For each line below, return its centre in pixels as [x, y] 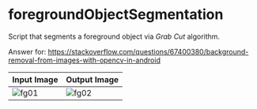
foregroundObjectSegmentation [116, 15]
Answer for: [27, 51]
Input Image [35, 79]
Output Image [93, 79]
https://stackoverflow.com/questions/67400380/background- [148, 51]
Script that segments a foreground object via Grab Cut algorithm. [114, 36]
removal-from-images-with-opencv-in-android [84, 60]
